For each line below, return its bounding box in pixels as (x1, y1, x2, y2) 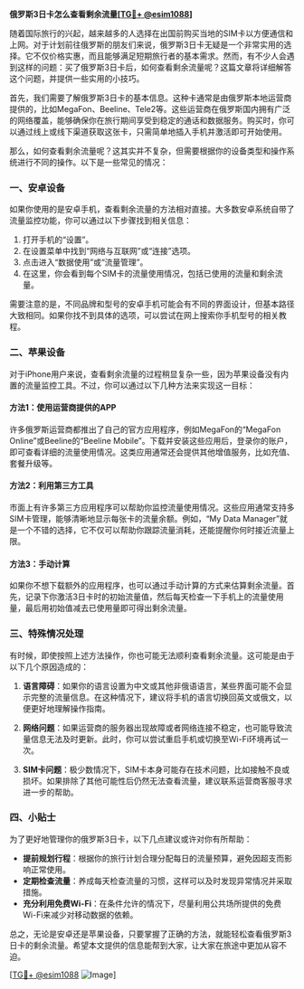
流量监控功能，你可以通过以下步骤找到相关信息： (9, 215, 192, 226)
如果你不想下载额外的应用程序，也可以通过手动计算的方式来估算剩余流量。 (9, 580, 287, 591)
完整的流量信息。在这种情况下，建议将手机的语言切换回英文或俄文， (30, 692, 285, 702)
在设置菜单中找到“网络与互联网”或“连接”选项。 (22, 246, 196, 257)
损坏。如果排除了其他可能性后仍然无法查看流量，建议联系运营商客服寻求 (22, 775, 292, 786)
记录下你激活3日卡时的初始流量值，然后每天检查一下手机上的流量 (24, 591, 269, 602)
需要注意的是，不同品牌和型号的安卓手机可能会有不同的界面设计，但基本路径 (9, 298, 295, 310)
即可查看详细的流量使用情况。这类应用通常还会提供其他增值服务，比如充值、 (9, 447, 295, 457)
